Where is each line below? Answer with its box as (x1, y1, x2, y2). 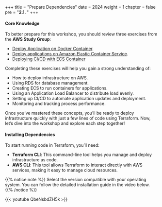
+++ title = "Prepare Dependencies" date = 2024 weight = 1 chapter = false (5, 4, 156, 10)
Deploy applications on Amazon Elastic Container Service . (12, 51, 129, 57)
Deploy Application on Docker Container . (12, 46, 94, 52)
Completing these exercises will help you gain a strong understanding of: (5, 66, 151, 71)
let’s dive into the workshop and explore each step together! (5, 121, 125, 126)
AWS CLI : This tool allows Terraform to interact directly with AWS (12, 162, 143, 168)
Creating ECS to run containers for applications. (12, 85, 108, 91)
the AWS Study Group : (5, 36, 51, 42)
